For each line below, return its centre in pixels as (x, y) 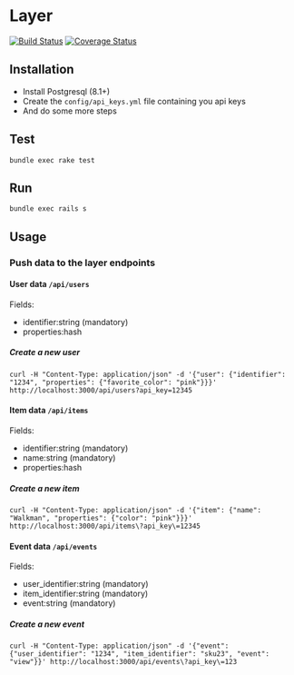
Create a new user (45, 352)
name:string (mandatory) (69, 458)
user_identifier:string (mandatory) (85, 584)
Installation (42, 69)
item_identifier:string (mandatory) (85, 594)
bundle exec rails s (49, 209)
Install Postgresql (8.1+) (66, 91)
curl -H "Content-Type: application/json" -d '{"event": (119, 646)
